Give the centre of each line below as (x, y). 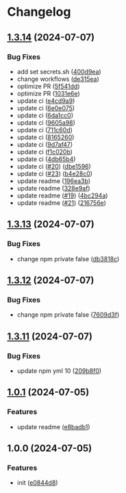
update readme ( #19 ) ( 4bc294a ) (62, 195)
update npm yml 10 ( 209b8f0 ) (59, 370)
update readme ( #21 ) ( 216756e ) (61, 202)
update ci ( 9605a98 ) (46, 122)
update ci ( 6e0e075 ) (46, 108)
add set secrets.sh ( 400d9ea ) (59, 71)
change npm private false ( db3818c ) (68, 258)
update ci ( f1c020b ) (45, 152)
